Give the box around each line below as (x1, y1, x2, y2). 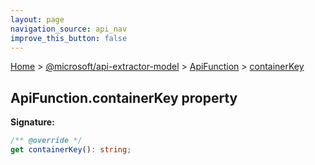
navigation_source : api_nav (10, 24, 128, 34)
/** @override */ (10, 136, 83, 146)
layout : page (10, 14, 65, 25)
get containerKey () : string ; (10, 145, 132, 155)
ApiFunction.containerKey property (10, 89, 238, 106)
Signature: (10, 116, 55, 128)
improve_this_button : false (10, 33, 128, 43)
